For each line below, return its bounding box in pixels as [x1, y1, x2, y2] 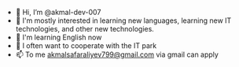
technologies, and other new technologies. [15, 24, 155, 33]
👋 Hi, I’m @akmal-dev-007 [15, 8, 101, 17]
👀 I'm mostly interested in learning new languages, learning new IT [15, 16, 232, 25]
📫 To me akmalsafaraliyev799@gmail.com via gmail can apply [15, 50, 219, 59]
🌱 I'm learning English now [15, 32, 102, 42]
